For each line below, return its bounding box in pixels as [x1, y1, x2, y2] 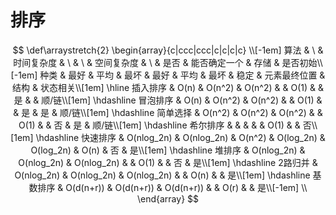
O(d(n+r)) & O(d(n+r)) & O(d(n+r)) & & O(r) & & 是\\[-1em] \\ [65, 181, 308, 193]
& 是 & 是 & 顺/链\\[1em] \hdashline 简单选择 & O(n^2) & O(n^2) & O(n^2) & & [13, 106, 323, 118]
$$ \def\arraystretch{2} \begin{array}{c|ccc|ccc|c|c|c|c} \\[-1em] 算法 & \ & [12, 44, 324, 56]
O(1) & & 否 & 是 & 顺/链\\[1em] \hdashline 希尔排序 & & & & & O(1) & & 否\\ [18, 119, 318, 131]
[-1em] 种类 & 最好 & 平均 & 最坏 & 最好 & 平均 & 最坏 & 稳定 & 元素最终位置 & [10, 69, 326, 81]
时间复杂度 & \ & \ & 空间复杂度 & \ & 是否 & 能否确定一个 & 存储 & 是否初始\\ [13, 56, 323, 68]
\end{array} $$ [136, 192, 200, 205]
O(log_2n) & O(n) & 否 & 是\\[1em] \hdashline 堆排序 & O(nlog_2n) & [30, 144, 306, 156]
